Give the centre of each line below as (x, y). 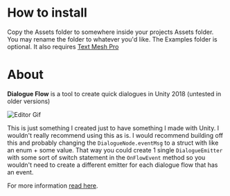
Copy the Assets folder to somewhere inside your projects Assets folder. (110, 32)
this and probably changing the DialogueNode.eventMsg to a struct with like (113, 143)
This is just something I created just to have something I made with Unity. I (113, 128)
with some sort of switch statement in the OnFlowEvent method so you (106, 157)
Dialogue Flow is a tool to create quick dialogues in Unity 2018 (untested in (114, 93)
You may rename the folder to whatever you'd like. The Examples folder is (112, 39)
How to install (47, 13)
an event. (20, 172)
